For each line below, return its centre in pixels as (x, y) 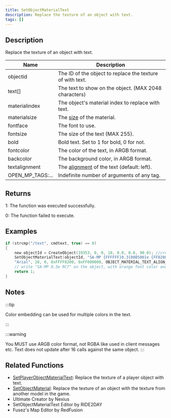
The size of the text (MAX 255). (96, 134)
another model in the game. (41, 394)
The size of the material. (87, 118)
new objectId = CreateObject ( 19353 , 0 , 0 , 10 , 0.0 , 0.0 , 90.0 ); (84, 253)
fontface (18, 126)
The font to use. (77, 126)
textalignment (24, 167)
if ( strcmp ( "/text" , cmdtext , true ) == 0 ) (51, 243)
